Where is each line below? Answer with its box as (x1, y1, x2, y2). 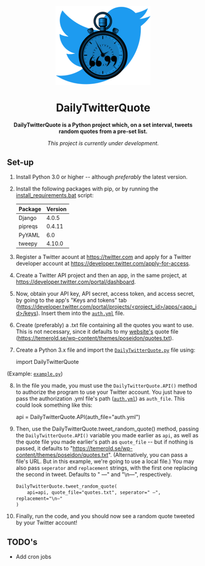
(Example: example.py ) (7, 370, 63, 377)
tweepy (18, 240, 38, 247)
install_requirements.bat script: (15, 192, 94, 199)
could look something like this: (15, 401, 93, 409)
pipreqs (18, 223, 38, 230)
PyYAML (18, 231, 40, 238)
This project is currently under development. (47, 139, 159, 146)
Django (18, 214, 37, 222)
